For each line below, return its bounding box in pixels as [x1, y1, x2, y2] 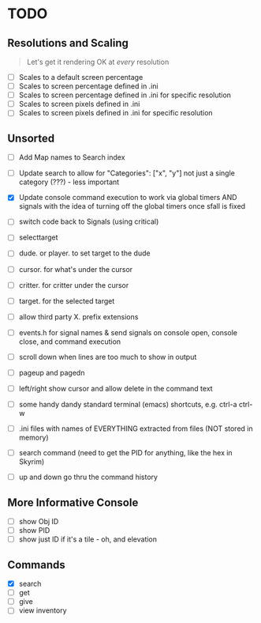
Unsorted [7, 131, 55, 145]
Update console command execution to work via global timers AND [18, 193, 237, 202]
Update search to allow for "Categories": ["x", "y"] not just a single [18, 168, 236, 178]
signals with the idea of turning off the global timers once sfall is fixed [18, 202, 246, 211]
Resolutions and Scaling [7, 36, 129, 50]
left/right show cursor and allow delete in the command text [18, 383, 214, 393]
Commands [7, 558, 66, 572]
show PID [18, 526, 50, 535]
